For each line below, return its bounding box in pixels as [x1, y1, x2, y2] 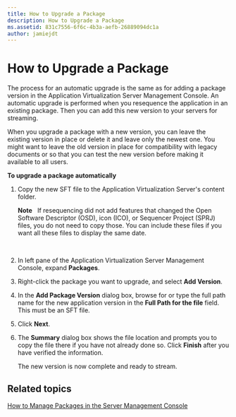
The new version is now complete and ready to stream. [17, 362, 178, 371]
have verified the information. [17, 348, 104, 357]
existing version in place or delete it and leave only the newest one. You [7, 135, 216, 143]
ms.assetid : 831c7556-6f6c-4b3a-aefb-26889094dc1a [7, 23, 159, 30]
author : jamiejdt [7, 30, 58, 37]
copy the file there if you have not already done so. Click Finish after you [17, 341, 230, 350]
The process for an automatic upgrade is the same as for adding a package [7, 84, 226, 93]
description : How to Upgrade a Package [7, 17, 125, 24]
